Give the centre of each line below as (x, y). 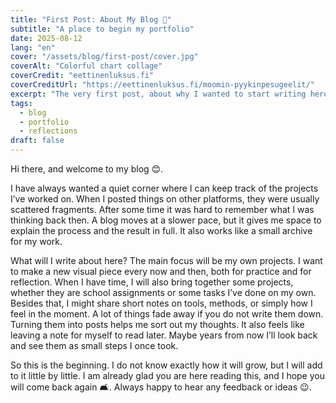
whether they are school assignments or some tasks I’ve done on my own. (163, 292)
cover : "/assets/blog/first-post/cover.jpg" (104, 57)
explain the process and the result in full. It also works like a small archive (161, 230)
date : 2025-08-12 (46, 38)
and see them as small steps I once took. (94, 345)
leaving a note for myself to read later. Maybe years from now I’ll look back (164, 335)
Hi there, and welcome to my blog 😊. (87, 169)
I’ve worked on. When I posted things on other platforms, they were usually (165, 199)
